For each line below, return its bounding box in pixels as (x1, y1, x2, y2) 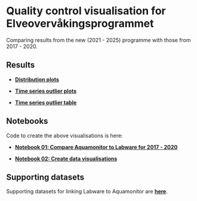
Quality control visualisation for (6, 4, 166, 18)
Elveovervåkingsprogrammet (6, 17, 154, 30)
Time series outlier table (14, 99, 77, 106)
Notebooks (6, 116, 48, 126)
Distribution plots (14, 76, 60, 83)
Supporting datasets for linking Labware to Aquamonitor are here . (6, 188, 168, 195)
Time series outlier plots (14, 87, 77, 95)
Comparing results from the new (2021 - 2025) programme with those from (6, 36, 191, 43)
